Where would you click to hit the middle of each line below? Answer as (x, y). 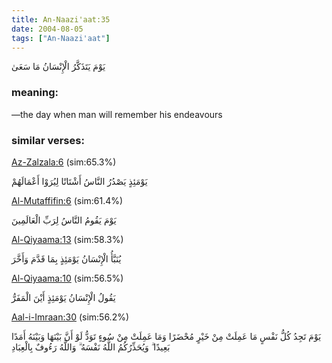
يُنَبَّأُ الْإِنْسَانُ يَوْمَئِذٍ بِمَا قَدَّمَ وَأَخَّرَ (66, 258)
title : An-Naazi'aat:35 (61, 19)
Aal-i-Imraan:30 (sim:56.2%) (70, 317)
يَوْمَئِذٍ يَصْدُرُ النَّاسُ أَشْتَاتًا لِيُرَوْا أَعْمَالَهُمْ (79, 181)
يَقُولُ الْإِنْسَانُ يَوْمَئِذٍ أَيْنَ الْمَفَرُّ (63, 297)
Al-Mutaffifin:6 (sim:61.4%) (67, 200)
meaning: (35, 93)
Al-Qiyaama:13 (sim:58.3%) (67, 239)
